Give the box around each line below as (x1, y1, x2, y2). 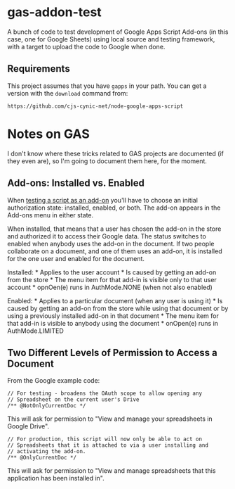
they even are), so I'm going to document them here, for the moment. (7, 156, 207, 165)
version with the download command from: (7, 89, 128, 97)
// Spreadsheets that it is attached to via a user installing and (7, 442, 209, 449)
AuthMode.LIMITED (7, 326, 65, 335)
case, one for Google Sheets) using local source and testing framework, (7, 34, 215, 43)
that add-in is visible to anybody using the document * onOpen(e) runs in (7, 319, 219, 327)
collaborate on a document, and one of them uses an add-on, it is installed (7, 247, 222, 255)
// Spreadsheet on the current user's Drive (7, 396, 140, 403)
